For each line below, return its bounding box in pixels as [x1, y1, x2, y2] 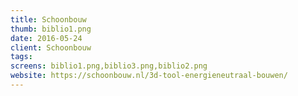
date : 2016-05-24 [10, 33, 83, 43]
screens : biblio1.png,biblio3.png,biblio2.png [10, 61, 208, 71]
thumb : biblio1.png [10, 24, 92, 34]
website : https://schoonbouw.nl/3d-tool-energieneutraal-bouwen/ [10, 71, 288, 81]
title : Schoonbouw [10, 14, 87, 25]
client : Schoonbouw [10, 42, 92, 53]
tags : [10, 52, 33, 62]
